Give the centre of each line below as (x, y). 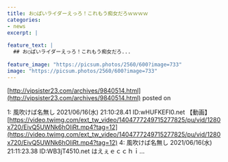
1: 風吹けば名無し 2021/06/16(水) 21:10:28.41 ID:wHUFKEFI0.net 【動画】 (109, 112)
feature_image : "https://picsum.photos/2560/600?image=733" (95, 65)
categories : (24, 20)
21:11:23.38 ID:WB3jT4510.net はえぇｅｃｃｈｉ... (76, 151)
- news (16, 26)
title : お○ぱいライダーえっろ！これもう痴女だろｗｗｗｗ (78, 13)
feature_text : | (30, 45)
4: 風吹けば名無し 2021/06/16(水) (165, 142)
